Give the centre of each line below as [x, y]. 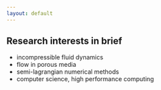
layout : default [30, 13]
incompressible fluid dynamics [60, 57]
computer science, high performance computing [85, 79]
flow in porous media [46, 65]
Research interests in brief [64, 41]
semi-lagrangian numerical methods [68, 72]
